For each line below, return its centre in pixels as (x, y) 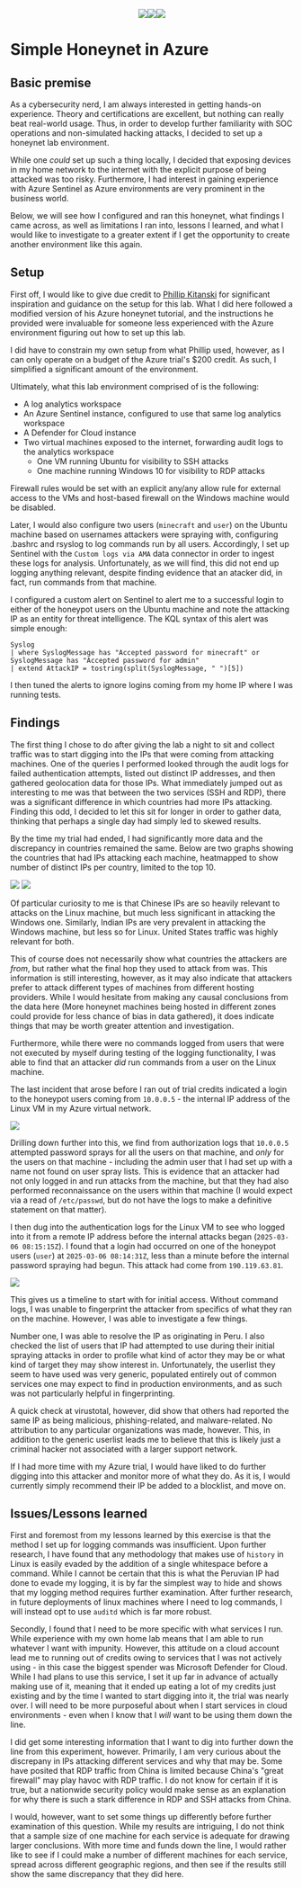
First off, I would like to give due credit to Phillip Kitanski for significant (140, 294)
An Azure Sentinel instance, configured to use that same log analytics (152, 413)
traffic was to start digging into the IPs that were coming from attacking (142, 754)
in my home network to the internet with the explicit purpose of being (138, 170)
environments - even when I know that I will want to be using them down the (151, 1715)
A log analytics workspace (72, 404)
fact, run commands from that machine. (84, 582)
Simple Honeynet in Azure (110, 50)
